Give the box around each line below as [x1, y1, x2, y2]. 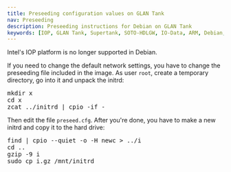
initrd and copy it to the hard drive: [7, 123, 105, 131]
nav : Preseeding [7, 17, 54, 23]
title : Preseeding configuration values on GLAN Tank [7, 10, 165, 17]
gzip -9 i [7, 151, 40, 158]
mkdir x [7, 89, 33, 97]
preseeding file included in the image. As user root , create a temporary [7, 69, 209, 77]
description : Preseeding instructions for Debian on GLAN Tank [7, 23, 192, 30]
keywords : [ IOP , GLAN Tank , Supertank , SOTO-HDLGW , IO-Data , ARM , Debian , [7, 29, 226, 36]
